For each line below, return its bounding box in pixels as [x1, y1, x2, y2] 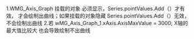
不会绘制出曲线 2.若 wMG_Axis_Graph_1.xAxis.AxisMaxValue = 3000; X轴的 [6, 20, 188, 26]
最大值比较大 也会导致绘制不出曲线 [6, 27, 90, 34]
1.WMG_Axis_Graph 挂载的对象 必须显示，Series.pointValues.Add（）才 [6, 5, 180, 12]
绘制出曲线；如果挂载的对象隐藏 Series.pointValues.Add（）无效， [28, 12, 190, 19]
